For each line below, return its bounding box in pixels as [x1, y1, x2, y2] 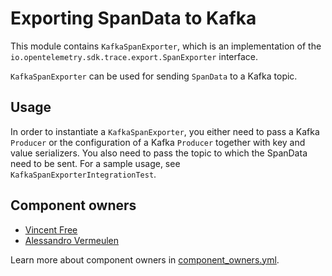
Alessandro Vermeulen [24, 234, 119, 246]
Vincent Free [24, 223, 78, 236]
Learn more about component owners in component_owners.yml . [10, 253, 280, 266]
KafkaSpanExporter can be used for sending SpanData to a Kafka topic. [10, 70, 298, 82]
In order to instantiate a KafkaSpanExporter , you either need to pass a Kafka [10, 125, 320, 137]
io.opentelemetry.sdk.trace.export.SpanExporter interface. [10, 50, 259, 62]
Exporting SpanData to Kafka [10, 7, 257, 30]
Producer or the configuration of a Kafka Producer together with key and [10, 136, 306, 148]
